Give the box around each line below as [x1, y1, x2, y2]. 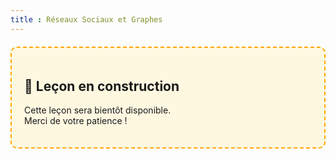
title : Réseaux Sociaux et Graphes [10, 14, 163, 25]
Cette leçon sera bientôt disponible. [24, 104, 172, 116]
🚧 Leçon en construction [24, 78, 180, 95]
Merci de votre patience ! [24, 115, 128, 127]
